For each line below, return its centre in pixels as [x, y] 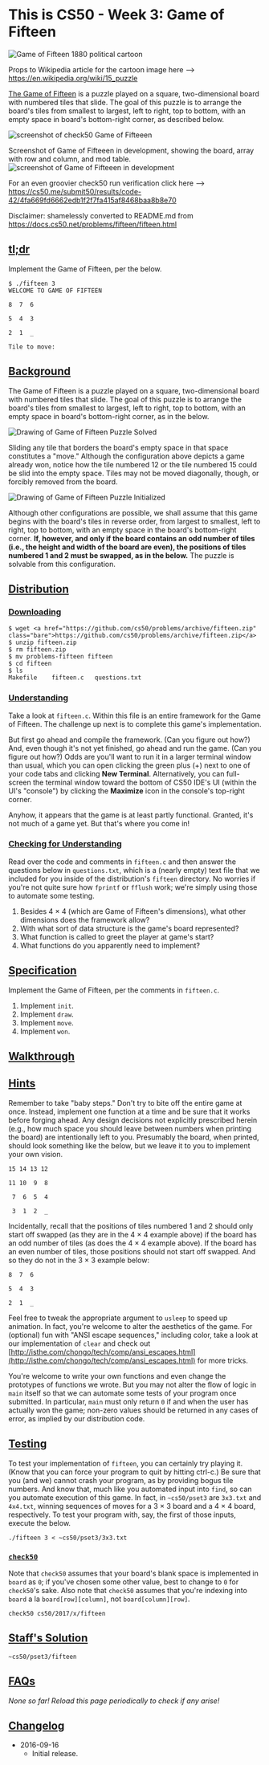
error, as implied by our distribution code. [77, 1418]
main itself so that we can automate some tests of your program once [122, 1393]
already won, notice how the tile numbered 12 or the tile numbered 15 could [132, 464]
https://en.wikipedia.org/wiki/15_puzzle [73, 78]
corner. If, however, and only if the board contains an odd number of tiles [132, 538]
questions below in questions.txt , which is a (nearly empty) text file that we [134, 870]
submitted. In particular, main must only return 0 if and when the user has [128, 1401]
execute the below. [39, 1522]
